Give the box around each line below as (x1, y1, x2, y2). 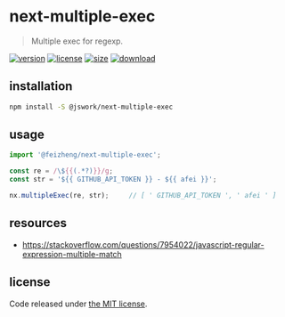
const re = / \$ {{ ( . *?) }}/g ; (9, 167, 114, 175)
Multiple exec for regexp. (30, 36, 123, 46)
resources (9, 215, 67, 231)
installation (9, 78, 73, 94)
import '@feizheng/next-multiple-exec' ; (9, 150, 162, 159)
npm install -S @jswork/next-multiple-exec (9, 102, 174, 111)
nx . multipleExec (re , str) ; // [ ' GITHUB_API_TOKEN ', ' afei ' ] (9, 191, 277, 200)
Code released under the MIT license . (9, 298, 148, 309)
